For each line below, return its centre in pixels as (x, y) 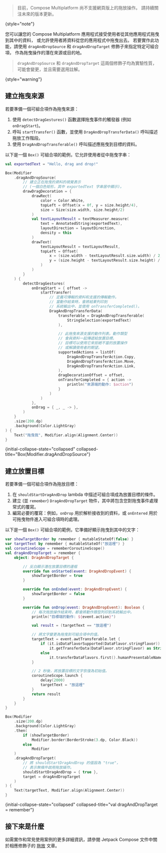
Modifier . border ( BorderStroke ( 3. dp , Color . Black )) (85, 740)
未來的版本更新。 (39, 14)
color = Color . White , (62, 201)
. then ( (21, 730)
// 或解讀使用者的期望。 (80, 348)
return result (46, 694)
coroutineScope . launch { (57, 676)
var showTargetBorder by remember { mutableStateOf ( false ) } (69, 539)
